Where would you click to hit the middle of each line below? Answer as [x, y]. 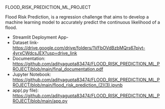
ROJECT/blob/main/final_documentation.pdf [58, 69]
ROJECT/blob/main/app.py [40, 101]
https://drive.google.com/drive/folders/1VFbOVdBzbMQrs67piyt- [79, 48]
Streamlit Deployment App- [40, 37]
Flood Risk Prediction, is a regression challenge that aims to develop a [77, 17]
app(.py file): [25, 90]
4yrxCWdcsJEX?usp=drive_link [45, 53]
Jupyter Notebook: [32, 74]
